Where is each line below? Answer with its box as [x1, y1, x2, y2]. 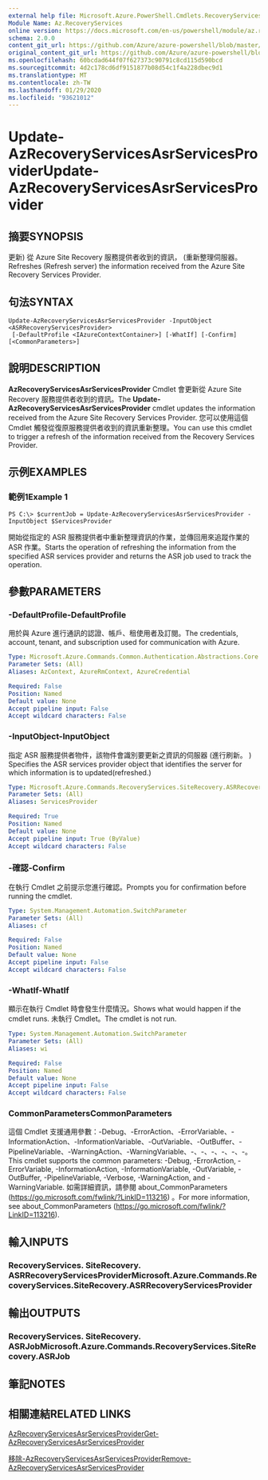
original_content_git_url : [8, 49, 98, 57]
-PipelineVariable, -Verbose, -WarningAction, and [43, 1173, 206, 1182]
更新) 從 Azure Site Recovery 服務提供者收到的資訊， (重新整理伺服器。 [8, 253, 242, 262]
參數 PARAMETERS [8, 585, 101, 598]
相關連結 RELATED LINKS [8, 1407, 132, 1421]
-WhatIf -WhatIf [8, 985, 69, 996]
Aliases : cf [8, 922, 48, 930]
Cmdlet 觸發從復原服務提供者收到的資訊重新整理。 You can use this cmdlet [8, 422, 253, 432]
